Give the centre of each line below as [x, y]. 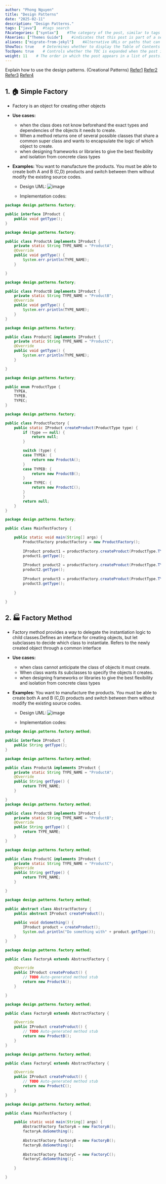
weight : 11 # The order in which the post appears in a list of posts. [84, 56]
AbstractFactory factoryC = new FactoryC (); [69, 1154]
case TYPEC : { [37, 483]
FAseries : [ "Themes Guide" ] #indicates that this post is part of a [80, 38]
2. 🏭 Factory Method [39, 618]
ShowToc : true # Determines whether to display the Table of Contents [83, 47]
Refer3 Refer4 [19, 75]
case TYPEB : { [37, 469]
